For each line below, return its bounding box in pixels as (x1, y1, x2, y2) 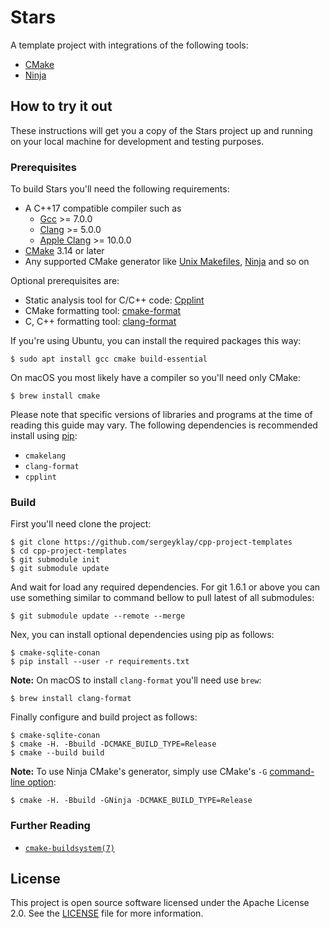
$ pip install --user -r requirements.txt (10, 657, 190, 667)
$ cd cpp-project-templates (10, 546, 128, 556)
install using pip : (10, 430, 78, 442)
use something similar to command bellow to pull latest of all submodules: (10, 592, 315, 604)
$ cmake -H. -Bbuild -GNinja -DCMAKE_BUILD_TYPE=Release (10, 796, 253, 806)
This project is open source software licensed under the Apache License (10, 897, 310, 909)
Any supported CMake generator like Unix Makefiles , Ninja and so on (24, 256, 310, 268)
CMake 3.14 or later (24, 245, 105, 257)
